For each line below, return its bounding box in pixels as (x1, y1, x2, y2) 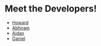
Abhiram (12, 24, 30, 30)
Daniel (12, 35, 26, 41)
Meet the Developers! (5, 3, 97, 14)
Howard (12, 19, 29, 25)
